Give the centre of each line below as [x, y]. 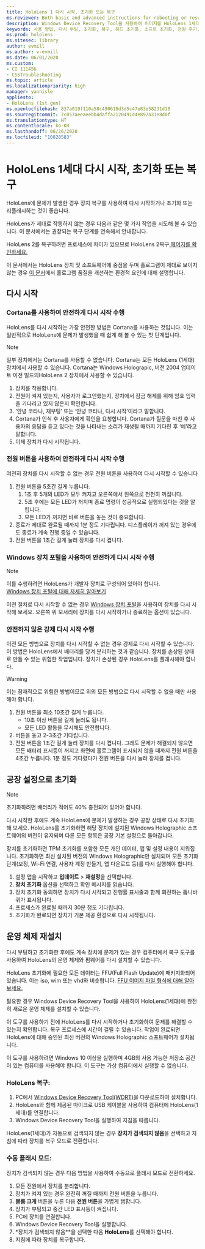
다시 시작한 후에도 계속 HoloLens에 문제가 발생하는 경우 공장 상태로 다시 [92, 820]
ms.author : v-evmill [33, 52]
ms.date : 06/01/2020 [33, 58]
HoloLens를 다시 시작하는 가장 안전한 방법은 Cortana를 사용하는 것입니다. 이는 [100, 327]
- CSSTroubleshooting [34, 75]
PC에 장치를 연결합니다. [43, 1217]
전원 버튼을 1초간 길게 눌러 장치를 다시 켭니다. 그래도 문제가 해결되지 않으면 [104, 743]
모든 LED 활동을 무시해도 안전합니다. [68, 728]
